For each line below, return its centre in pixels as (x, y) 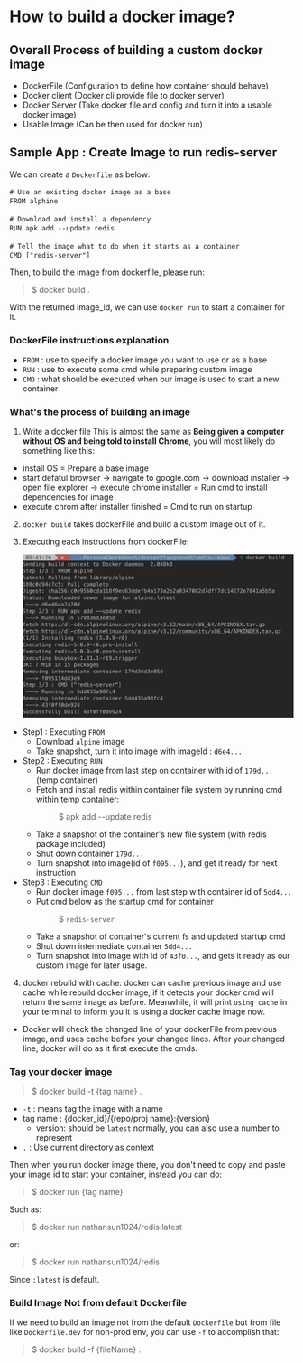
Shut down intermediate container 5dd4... (114, 945)
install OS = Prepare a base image (85, 468)
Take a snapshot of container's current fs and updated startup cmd (161, 936)
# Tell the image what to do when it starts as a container (125, 246)
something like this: (58, 451)
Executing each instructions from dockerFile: (106, 542)
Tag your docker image (61, 1071)
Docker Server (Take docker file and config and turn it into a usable (147, 105)
